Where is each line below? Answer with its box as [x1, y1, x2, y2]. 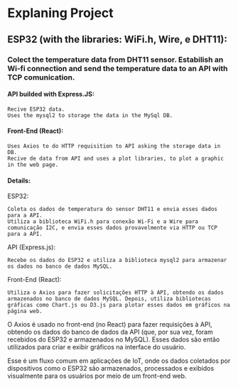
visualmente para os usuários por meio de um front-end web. [7, 371, 187, 381]
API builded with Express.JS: [7, 90, 94, 99]
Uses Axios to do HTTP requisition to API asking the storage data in [7, 142, 221, 150]
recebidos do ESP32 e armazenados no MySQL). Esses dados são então [7, 335, 220, 344]
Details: [7, 176, 31, 185]
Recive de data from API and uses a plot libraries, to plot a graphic [7, 155, 224, 162]
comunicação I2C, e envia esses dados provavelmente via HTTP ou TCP [7, 224, 218, 231]
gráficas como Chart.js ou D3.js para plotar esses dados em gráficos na [7, 302, 231, 309]
